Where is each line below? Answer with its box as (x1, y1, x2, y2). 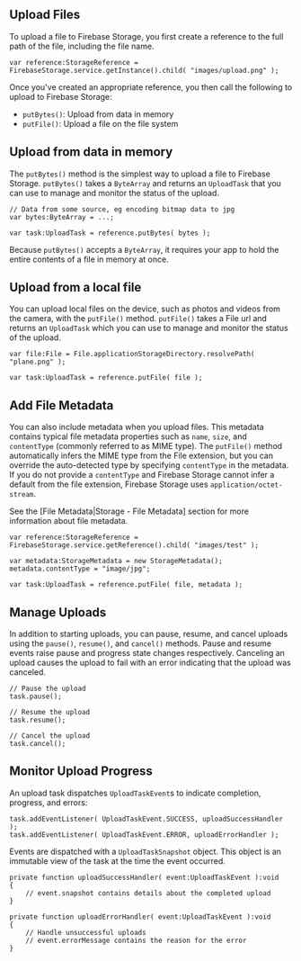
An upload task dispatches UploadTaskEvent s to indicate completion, (9, 787, 261, 798)
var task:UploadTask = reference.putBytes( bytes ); (9, 229, 211, 238)
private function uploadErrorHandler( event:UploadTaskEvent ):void (9, 912, 271, 921)
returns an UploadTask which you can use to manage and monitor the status (9, 323, 289, 334)
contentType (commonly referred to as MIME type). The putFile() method (9, 441, 283, 452)
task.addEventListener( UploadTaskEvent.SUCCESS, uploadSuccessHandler (9, 814, 283, 823)
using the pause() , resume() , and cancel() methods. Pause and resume (9, 638, 272, 649)
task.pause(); (9, 692, 63, 701)
